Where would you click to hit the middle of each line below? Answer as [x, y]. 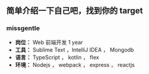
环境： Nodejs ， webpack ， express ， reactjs [75, 64]
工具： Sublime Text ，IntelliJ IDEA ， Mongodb [74, 49]
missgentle [23, 28]
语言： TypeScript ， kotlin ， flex [57, 57]
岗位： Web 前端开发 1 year [49, 42]
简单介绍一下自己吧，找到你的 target [75, 11]
